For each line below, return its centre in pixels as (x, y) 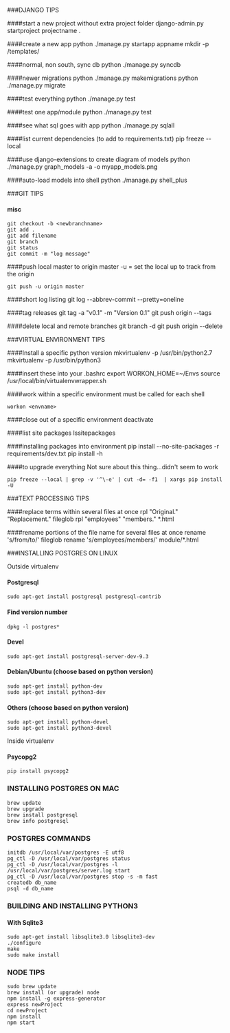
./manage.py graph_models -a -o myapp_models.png (82, 167)
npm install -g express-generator (57, 999)
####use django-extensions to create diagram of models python (99, 159)
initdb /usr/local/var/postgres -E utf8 (66, 853)
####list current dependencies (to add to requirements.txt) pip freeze (106, 139)
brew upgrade (26, 809)
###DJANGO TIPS (33, 10)
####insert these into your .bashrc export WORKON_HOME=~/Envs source (114, 374)
